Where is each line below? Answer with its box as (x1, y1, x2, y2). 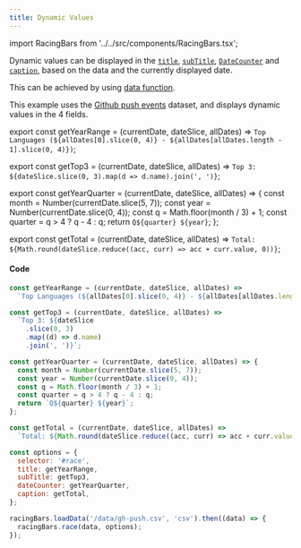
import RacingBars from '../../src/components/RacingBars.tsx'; (9, 38, 239, 48)
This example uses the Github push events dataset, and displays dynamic (9, 99, 280, 110)
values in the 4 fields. (9, 108, 89, 119)
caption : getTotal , (17, 490, 90, 499)
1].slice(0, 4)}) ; (9, 143, 76, 154)
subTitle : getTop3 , (17, 473, 90, 482)
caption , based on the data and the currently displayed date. (9, 64, 233, 75)
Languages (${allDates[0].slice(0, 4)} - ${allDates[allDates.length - (9, 135, 282, 144)
